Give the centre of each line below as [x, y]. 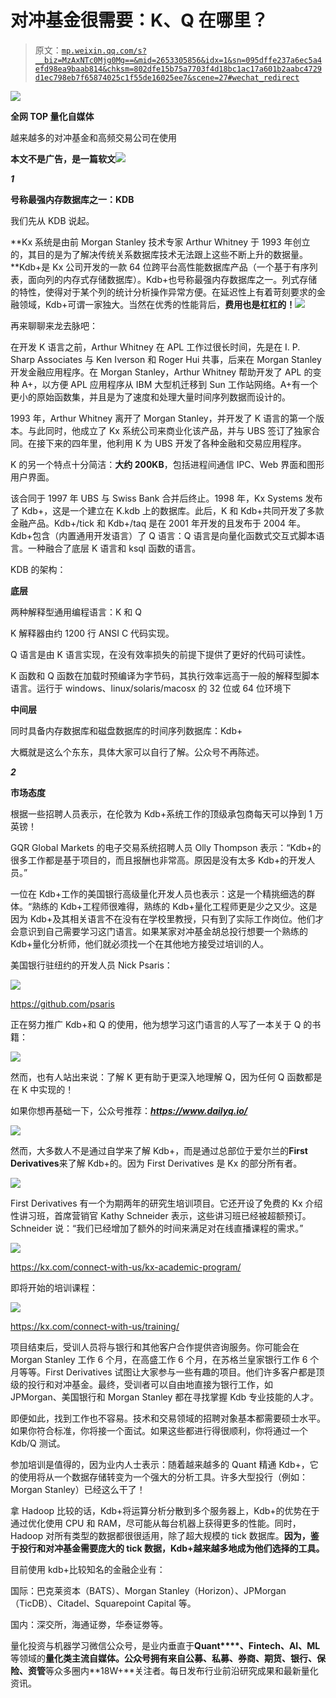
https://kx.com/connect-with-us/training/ [95, 1326]
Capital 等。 [171, 1603]
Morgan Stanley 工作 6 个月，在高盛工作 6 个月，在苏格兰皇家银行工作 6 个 [165, 1359]
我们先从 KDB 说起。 [52, 220]
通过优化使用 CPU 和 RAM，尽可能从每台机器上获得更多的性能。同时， [156, 1523]
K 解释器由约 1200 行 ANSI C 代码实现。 [92, 633]
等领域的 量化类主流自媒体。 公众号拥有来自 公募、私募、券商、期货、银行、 [163, 1658]
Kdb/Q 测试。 [38, 1443]
